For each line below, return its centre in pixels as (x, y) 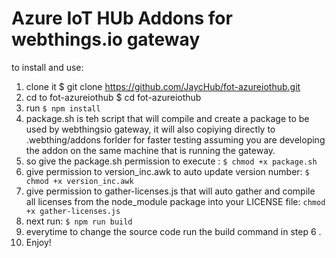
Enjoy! (38, 242)
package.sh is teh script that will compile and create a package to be (167, 118)
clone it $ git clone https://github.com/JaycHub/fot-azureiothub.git (163, 86)
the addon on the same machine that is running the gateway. (150, 150)
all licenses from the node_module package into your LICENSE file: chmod (175, 201)
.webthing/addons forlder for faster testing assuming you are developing (175, 139)
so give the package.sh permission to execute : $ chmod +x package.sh (171, 161)
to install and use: (47, 67)
